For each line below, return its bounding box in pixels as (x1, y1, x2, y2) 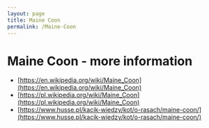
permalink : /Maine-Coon (7, 23, 77, 30)
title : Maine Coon (7, 17, 61, 24)
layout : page (7, 10, 45, 17)
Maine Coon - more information (7, 53, 193, 69)
